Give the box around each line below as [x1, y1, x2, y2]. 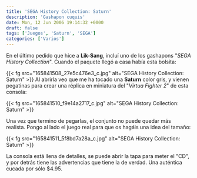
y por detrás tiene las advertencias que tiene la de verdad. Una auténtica [6, 159, 182, 166]
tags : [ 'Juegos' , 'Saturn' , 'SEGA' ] [6, 31, 96, 36]
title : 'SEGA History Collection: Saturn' [6, 8, 112, 15]
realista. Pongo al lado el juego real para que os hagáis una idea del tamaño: [6, 124, 191, 130]
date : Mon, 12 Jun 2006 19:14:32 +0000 [6, 19, 104, 25]
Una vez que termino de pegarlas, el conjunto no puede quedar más [6, 117, 172, 124]
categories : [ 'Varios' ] [6, 36, 65, 42]
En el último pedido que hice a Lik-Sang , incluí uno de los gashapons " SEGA [6, 52, 191, 59]
